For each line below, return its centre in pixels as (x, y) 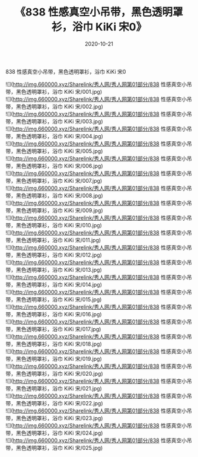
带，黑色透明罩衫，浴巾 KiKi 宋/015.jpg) (54, 299)
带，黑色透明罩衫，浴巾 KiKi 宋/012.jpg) (54, 255)
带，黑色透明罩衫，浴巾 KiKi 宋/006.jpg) (54, 166)
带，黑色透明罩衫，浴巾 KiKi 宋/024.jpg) (54, 433)
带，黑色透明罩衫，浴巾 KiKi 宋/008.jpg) (54, 195)
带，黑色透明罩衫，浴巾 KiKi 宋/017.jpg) (53, 329)
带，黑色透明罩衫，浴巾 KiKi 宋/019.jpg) (54, 358)
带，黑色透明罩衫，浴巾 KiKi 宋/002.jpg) (54, 106)
